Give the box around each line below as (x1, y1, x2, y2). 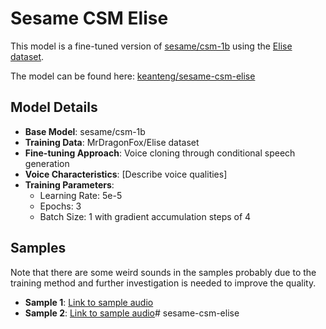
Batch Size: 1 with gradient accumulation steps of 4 (39, 210, 252, 222)
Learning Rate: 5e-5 (39, 189, 123, 201)
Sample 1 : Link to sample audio (24, 296, 154, 308)
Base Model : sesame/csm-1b (24, 125, 146, 137)
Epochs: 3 (39, 200, 82, 212)
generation (24, 157, 70, 169)
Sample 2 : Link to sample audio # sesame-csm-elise (24, 307, 240, 319)
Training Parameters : (24, 178, 115, 191)
